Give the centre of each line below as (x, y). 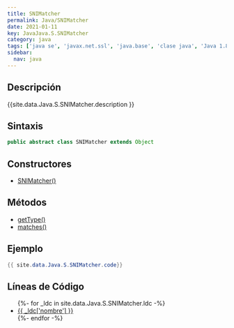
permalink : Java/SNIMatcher (48, 20)
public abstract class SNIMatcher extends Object (81, 142)
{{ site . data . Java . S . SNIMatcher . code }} (65, 265)
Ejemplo (25, 249)
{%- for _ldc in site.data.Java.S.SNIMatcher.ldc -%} (91, 304)
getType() (31, 219)
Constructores (39, 164)
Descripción (34, 88)
